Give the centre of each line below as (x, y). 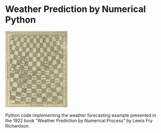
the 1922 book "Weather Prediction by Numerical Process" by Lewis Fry (79, 120)
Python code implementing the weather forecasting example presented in (80, 115)
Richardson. (17, 126)
